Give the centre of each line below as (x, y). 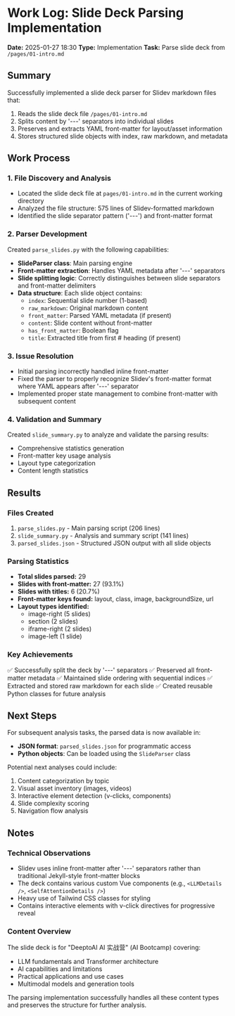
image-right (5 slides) (59, 614)
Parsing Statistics (38, 561)
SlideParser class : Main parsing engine (75, 263)
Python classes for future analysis (57, 693)
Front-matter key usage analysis (64, 456)
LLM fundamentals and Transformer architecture (88, 962)
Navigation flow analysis (53, 811)
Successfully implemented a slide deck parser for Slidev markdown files (112, 92)
